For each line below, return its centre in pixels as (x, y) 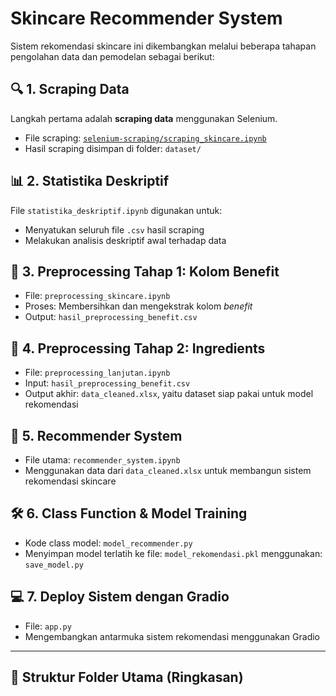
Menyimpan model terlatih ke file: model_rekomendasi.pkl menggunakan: (173, 553)
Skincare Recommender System (146, 18)
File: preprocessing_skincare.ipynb (97, 296)
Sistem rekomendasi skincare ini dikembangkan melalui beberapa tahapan (163, 46)
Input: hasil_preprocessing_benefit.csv (107, 383)
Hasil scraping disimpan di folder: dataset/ (113, 148)
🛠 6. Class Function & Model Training (129, 513)
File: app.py (48, 626)
